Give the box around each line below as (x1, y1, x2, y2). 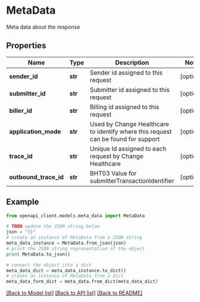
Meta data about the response (6, 23, 80, 30)
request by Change (90, 152, 144, 160)
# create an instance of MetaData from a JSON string (6, 235, 143, 241)
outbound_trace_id (9, 172, 64, 181)
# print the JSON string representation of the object (6, 245, 145, 251)
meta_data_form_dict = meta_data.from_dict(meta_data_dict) (6, 279, 159, 285)
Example (6, 197, 39, 207)
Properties (6, 41, 46, 51)
